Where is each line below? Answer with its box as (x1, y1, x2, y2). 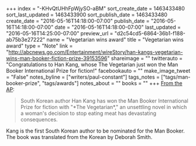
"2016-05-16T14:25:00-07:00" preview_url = (6, 30, 114, 37)
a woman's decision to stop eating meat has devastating (20, 110, 157, 117)
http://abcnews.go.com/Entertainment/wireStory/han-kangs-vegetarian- (8, 49, 183, 55)
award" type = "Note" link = (6, 42, 73, 49)
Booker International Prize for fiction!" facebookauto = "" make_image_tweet (6, 67, 191, 74)
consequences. (20, 116, 58, 123)
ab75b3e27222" (6, 36, 46, 43)
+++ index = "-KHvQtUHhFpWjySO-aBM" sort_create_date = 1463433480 (6, 5, 185, 12)
